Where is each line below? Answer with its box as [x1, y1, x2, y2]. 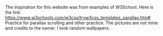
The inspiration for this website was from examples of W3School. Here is [5, 4, 154, 10]
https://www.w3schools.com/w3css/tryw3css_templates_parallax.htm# [5, 15, 151, 20]
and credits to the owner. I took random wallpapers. [5, 25, 110, 31]
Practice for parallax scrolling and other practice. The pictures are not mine [5, 20, 158, 26]
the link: [5, 9, 21, 15]
